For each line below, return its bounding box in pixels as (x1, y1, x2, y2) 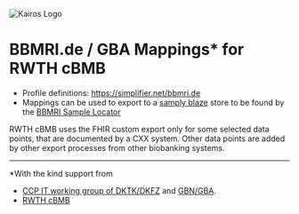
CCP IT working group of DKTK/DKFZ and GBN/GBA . (21, 185, 216, 195)
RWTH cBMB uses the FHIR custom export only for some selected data (9, 123, 270, 134)
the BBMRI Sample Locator (21, 107, 122, 117)
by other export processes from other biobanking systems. (9, 142, 225, 153)
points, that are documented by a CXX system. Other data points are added (9, 133, 286, 144)
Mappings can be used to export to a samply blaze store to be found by (21, 97, 285, 107)
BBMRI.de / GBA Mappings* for (9, 40, 245, 59)
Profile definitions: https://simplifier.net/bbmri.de (21, 87, 201, 98)
